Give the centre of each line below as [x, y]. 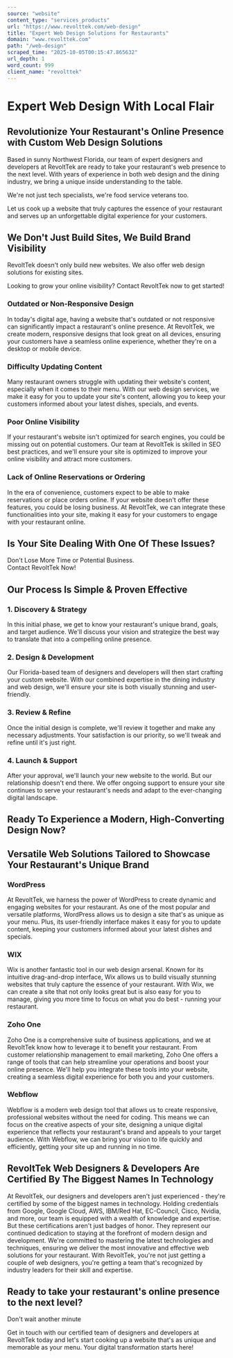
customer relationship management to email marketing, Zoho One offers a [113, 1054]
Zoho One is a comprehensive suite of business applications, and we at [109, 1040]
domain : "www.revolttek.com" [49, 40]
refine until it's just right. [42, 742]
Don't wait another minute [44, 1319]
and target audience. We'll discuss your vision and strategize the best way [113, 632]
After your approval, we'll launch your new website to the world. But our [110, 775]
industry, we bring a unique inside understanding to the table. [95, 181]
